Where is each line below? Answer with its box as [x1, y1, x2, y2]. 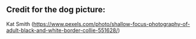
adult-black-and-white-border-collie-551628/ [6, 27, 118, 34]
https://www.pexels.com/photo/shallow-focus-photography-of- [33, 20, 191, 27]
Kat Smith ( [6, 20, 34, 27]
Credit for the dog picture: [6, 5, 106, 15]
